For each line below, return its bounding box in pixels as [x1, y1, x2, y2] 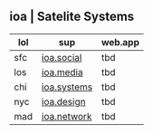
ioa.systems [41, 81, 93, 93]
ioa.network [41, 110, 92, 122]
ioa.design [41, 95, 86, 108]
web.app [100, 35, 140, 48]
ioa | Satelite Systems [9, 9, 135, 24]
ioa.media [41, 65, 83, 78]
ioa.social [41, 51, 82, 63]
